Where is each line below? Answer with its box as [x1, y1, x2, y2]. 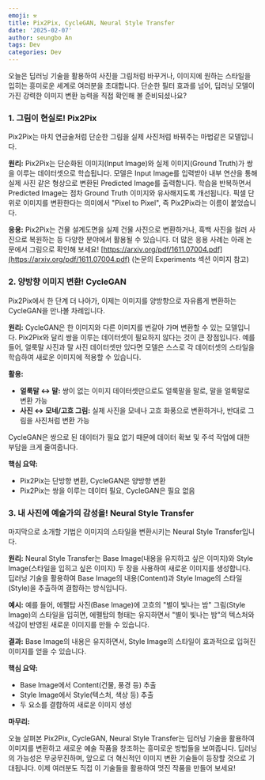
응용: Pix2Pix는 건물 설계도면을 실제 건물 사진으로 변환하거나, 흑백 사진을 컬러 [8, 225, 248, 234]
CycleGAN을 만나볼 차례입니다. [8, 305, 105, 315]
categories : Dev [8, 48, 62, 56]
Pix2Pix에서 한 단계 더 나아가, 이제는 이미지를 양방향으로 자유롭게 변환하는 [8, 296, 237, 305]
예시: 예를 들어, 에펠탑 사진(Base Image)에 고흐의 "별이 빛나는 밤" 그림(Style [8, 600, 246, 609]
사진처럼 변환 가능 [34, 415, 90, 425]
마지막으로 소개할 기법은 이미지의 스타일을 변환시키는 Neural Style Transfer [8, 527, 243, 536]
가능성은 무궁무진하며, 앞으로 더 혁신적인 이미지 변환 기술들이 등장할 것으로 [16, 753, 247, 763]
